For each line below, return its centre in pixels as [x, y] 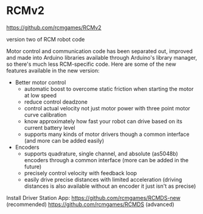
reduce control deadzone [56, 102]
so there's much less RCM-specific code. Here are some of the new [91, 64]
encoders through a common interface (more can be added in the [106, 160]
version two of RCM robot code [46, 39]
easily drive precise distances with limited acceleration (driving [103, 179]
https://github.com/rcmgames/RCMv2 [54, 27]
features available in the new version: [53, 70]
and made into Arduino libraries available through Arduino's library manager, [102, 57]
